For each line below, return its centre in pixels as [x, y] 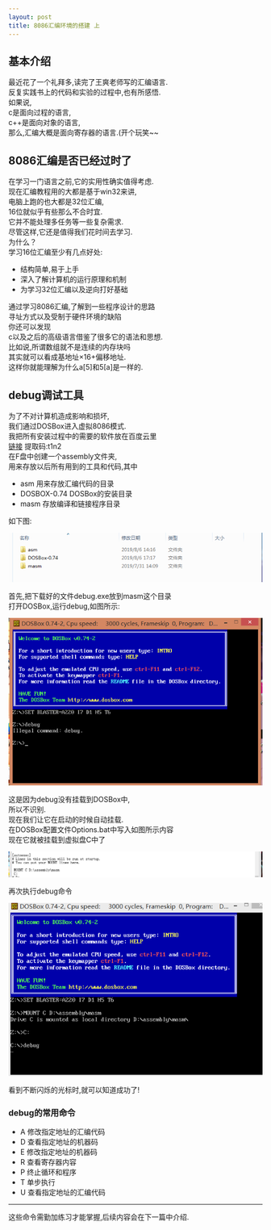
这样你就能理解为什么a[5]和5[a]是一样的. [76, 367]
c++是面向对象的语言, [44, 123]
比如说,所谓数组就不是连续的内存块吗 [70, 347]
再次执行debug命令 [40, 891]
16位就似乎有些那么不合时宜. [56, 212]
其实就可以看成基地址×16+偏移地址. [67, 357]
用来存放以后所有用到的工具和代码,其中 [73, 466]
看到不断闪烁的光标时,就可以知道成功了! [74, 1090]
